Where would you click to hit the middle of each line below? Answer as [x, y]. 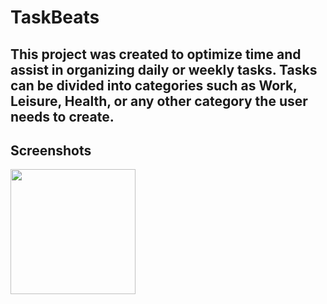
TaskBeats [55, 17]
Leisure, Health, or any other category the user [159, 101]
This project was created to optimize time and [156, 54]
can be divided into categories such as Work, [154, 85]
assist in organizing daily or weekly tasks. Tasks [164, 69]
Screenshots [51, 150]
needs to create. [62, 116]
